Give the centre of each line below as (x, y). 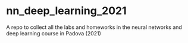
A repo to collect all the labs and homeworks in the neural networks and (94, 27)
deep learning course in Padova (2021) (54, 33)
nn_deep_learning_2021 (66, 11)
